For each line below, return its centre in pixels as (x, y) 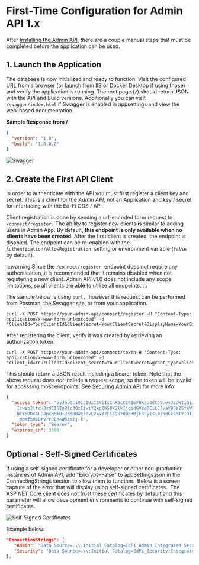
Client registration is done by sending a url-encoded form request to (89, 218)
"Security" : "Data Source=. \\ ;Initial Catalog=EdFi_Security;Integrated (105, 551)
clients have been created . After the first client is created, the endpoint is (96, 236)
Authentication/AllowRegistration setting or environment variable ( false (97, 249)
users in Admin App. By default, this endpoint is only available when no (94, 230)
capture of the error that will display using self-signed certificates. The (93, 487)
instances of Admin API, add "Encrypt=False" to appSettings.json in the (93, 474)
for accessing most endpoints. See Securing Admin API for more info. (91, 386)
